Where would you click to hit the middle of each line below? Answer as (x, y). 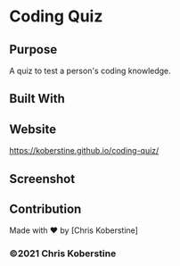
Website (33, 129)
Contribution (45, 208)
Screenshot (42, 179)
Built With (37, 99)
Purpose (33, 50)
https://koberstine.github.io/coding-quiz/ (84, 151)
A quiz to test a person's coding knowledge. (90, 71)
